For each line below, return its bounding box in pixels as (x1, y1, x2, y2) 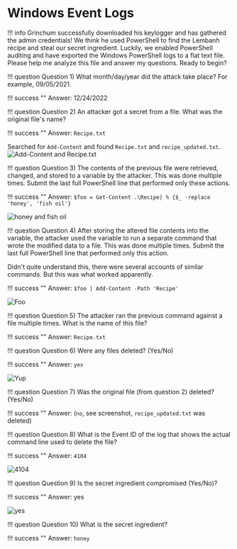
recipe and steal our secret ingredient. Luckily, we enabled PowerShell (7, 43, 213, 52)
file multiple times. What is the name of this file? (7, 318, 148, 327)
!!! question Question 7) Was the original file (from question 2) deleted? (7, 387, 215, 396)
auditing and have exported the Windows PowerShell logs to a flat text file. (7, 51, 226, 60)
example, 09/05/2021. (7, 79, 72, 88)
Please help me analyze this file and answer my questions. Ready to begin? (7, 58, 227, 67)
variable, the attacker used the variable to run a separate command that (7, 233, 217, 242)
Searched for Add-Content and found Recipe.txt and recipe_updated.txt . (7, 142, 221, 150)
